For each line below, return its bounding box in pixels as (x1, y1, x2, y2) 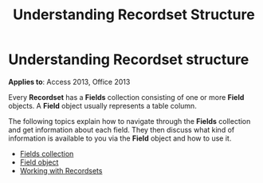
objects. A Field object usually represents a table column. (8, 101, 197, 110)
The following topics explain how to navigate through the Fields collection (8, 116, 251, 125)
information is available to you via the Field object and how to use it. (8, 133, 232, 143)
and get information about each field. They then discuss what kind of (8, 125, 235, 134)
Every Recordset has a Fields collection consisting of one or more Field (8, 92, 245, 101)
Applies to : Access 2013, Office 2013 (8, 77, 131, 86)
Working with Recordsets (19, 165, 103, 175)
